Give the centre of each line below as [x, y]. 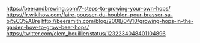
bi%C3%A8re [23, 21]
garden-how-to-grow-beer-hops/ [47, 27]
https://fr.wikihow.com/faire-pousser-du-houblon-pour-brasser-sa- [89, 15]
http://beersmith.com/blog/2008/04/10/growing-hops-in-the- [117, 21]
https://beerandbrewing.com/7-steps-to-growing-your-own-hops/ [88, 9]
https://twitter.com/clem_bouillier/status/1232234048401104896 [86, 34]
